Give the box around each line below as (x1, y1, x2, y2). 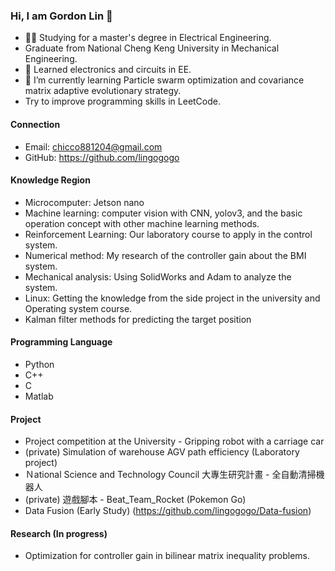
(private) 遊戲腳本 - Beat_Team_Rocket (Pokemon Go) (24, 494, 247, 506)
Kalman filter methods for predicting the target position (24, 313, 252, 325)
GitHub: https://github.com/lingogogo (24, 151, 180, 163)
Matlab (24, 390, 54, 402)
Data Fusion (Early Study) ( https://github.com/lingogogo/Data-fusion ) (24, 505, 312, 517)
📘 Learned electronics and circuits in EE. (24, 64, 192, 76)
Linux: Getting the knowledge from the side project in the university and (24, 292, 321, 304)
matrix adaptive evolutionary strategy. (24, 85, 182, 97)
